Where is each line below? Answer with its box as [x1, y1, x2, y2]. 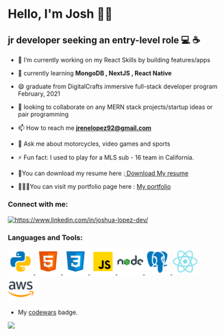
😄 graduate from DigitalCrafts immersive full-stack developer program [17, 82, 218, 90]
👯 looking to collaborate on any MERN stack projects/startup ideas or [17, 103, 213, 111]
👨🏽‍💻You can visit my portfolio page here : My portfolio [17, 183, 171, 190]
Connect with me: [8, 199, 69, 209]
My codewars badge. [17, 308, 78, 317]
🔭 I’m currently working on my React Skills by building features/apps [17, 56, 211, 64]
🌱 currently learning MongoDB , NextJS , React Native [17, 69, 172, 77]
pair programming [17, 110, 69, 118]
